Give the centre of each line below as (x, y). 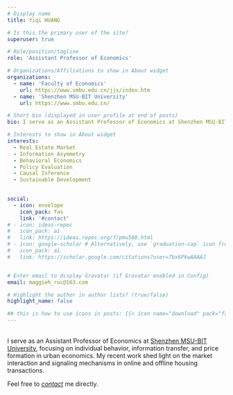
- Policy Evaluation (43, 167)
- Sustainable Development (52, 180)
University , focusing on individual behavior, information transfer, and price (113, 348)
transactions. (26, 370)
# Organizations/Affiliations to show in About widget (88, 71)
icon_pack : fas (42, 212)
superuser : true (31, 39)
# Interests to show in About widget (62, 135)
